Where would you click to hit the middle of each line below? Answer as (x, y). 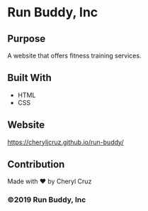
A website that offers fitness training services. (74, 55)
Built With (29, 78)
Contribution (36, 164)
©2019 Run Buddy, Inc (47, 200)
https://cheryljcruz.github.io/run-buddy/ (66, 142)
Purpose (27, 39)
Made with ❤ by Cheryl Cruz (50, 181)
